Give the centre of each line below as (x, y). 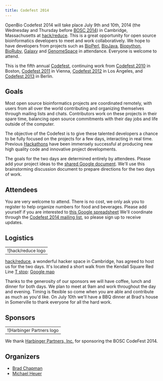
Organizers (23, 356)
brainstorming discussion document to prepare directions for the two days (80, 169)
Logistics (19, 238)
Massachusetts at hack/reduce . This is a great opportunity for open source (81, 35)
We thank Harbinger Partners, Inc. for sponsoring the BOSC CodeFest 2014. (81, 341)
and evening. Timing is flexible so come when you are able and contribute (80, 292)
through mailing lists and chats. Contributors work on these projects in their (81, 114)
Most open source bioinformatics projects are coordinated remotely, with (79, 103)
